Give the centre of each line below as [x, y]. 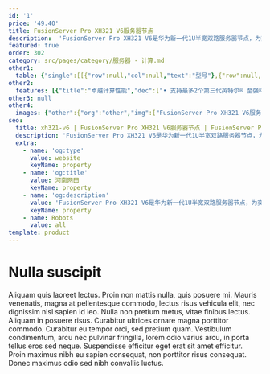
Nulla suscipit [55, 272]
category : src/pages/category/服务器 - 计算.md [86, 61]
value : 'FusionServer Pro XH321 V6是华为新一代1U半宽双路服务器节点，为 [143, 203]
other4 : [21, 105]
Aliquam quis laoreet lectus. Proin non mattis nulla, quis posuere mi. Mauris [133, 294]
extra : [27, 143]
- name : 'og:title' [55, 173]
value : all [48, 225]
